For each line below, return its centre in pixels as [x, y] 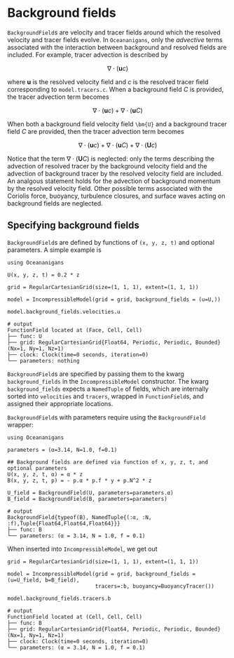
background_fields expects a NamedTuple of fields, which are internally [108, 389]
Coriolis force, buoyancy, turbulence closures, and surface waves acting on [116, 196]
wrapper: [20, 424]
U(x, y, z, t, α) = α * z [45, 474]
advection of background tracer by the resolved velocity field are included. [115, 173]
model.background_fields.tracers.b [59, 598]
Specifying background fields [74, 226]
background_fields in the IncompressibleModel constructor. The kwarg [108, 381]
